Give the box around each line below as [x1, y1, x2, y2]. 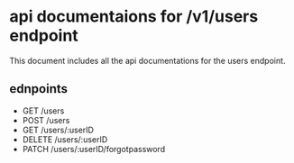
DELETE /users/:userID [22, 133, 108, 145]
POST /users [22, 114, 70, 125]
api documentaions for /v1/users [9, 6, 259, 27]
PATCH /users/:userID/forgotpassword [22, 143, 165, 154]
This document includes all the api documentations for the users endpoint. [9, 55, 286, 66]
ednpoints [9, 81, 69, 96]
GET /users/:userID [22, 124, 95, 135]
